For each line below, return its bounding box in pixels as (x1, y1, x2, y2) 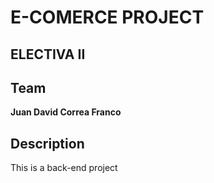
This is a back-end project (10, 162, 118, 174)
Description (10, 135, 85, 152)
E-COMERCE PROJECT (10, 6, 205, 29)
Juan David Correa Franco (10, 106, 122, 118)
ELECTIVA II (10, 46, 86, 63)
